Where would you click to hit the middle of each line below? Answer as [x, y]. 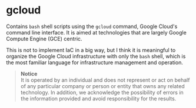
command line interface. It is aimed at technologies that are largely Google [96, 32]
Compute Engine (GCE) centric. [44, 39]
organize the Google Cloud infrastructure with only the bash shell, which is [96, 56]
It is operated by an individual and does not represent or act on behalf [105, 80]
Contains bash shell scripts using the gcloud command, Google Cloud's [92, 26]
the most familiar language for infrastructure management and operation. [95, 62]
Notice [29, 74]
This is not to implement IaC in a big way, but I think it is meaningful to [91, 50]
